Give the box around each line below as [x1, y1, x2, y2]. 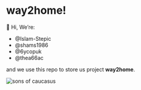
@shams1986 [14, 41, 49, 49]
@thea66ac [14, 54, 44, 61]
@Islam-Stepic [14, 35, 51, 42]
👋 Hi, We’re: [6, 23, 35, 31]
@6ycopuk [14, 47, 42, 55]
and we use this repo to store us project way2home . [6, 65, 136, 73]
